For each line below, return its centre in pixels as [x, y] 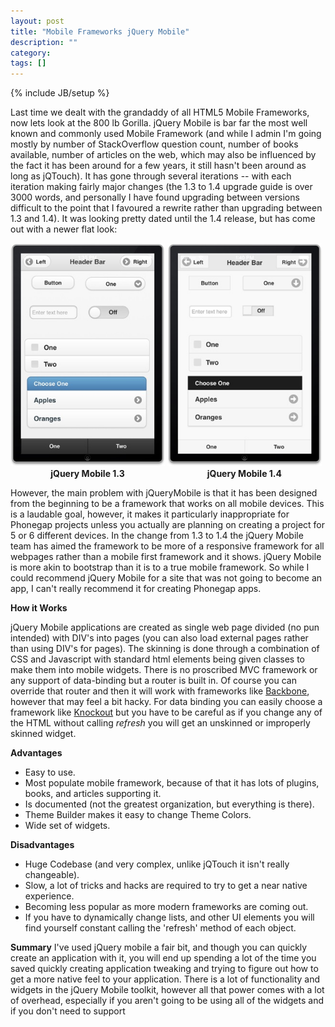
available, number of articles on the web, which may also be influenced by [163, 155]
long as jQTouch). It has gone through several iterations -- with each [151, 176]
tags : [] [28, 63]
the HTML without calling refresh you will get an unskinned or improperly [160, 722]
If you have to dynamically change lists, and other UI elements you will [169, 917]
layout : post [37, 21]
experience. [49, 896]
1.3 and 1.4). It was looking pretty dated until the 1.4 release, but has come [163, 219]
